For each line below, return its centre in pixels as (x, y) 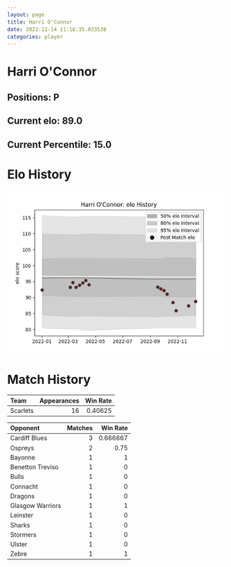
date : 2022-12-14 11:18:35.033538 (57, 29)
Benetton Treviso (34, 467)
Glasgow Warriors (36, 506)
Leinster (22, 515)
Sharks (20, 525)
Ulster (19, 544)
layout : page (26, 15)
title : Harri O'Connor (40, 22)
